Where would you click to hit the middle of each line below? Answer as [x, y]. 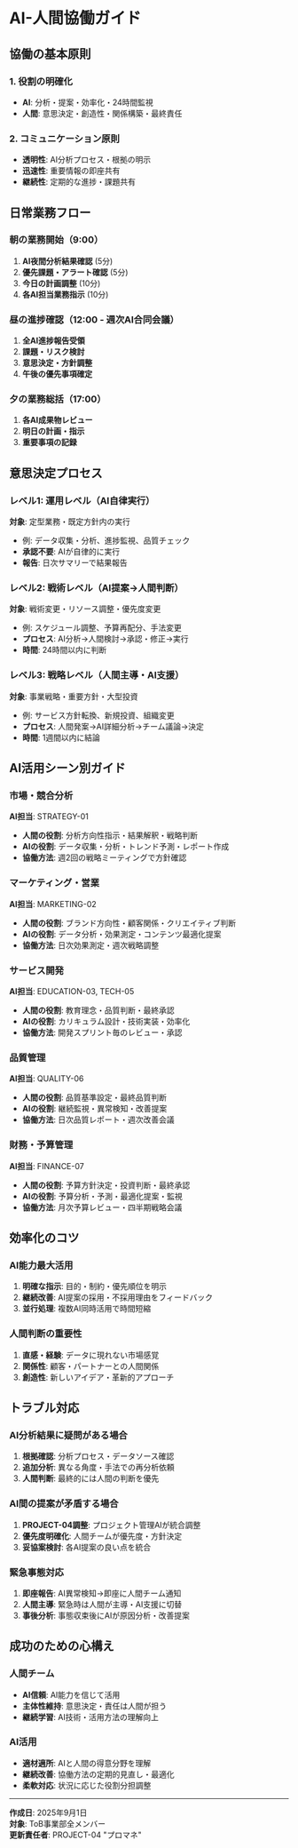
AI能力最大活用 [41, 1265]
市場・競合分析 [41, 796]
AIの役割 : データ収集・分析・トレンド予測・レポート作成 [125, 847]
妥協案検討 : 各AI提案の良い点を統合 [86, 1547]
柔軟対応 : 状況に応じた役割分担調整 [86, 1785]
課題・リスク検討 [53, 352]
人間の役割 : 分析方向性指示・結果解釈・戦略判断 [110, 835]
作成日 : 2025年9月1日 [48, 1812]
